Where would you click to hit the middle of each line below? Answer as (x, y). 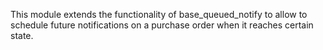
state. (22, 35)
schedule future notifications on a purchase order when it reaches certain (162, 25)
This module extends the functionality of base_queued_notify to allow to (159, 14)
